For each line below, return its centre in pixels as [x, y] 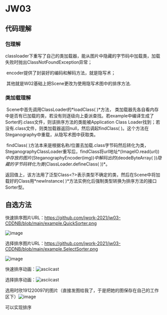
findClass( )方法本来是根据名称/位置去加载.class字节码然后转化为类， [77, 145]
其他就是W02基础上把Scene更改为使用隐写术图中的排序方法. [69, 83]
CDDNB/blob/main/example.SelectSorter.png [52, 249]
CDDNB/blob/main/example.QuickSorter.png [51, 223]
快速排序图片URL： [25, 217]
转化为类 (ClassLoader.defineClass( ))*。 [68, 164]
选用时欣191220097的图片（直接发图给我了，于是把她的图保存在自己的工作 [82, 290]
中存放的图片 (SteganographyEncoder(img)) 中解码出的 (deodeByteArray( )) [81, 158]
